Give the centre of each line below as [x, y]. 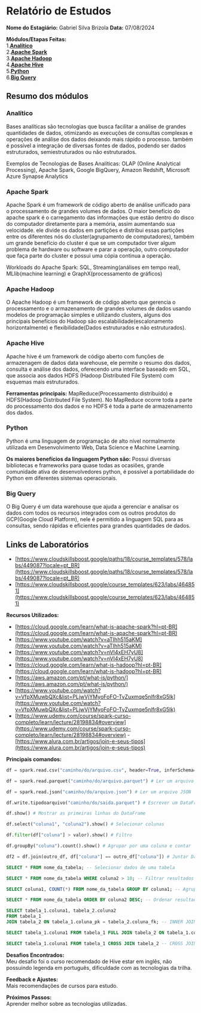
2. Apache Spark [27, 52]
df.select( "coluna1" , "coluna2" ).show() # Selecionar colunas [85, 824]
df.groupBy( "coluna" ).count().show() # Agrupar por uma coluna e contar [99, 846]
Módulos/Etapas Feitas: [36, 39]
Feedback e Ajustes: [32, 979]
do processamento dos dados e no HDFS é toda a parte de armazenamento [99, 406]
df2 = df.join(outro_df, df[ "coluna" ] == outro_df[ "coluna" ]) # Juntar [97, 857]
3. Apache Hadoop [29, 58]
